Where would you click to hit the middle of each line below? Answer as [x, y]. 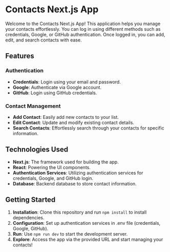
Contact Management [33, 106]
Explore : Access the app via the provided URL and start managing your [88, 239]
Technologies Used [37, 150]
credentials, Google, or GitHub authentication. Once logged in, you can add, [85, 34]
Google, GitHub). [30, 228]
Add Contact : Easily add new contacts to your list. [66, 117]
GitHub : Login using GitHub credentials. [55, 93]
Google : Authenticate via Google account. [57, 87]
